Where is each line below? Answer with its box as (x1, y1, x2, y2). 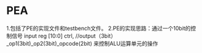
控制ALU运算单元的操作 (98, 40, 158, 47)
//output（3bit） (75, 32, 117, 40)
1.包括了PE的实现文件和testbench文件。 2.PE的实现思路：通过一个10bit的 (6, 24, 191, 32)
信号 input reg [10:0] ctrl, (11, 32, 74, 40)
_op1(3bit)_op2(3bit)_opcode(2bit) (6, 40, 93, 47)
